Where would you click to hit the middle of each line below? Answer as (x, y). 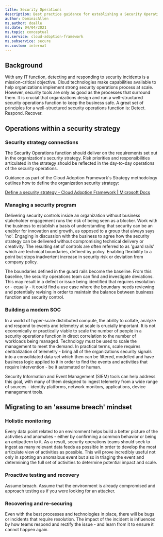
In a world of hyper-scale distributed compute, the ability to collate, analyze (81, 320)
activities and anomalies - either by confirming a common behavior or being (81, 437)
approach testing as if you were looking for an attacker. (60, 491)
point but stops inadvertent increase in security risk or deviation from (74, 257)
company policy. (21, 262)
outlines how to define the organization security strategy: (62, 183)
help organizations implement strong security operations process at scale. (79, 87)
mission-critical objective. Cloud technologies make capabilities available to (81, 82)
